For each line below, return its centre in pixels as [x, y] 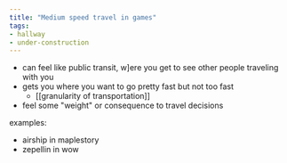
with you [38, 77]
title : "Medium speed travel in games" [83, 17]
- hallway [28, 34]
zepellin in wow [51, 150]
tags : [19, 26]
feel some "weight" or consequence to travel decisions [123, 106]
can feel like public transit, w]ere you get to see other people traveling [150, 68]
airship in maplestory [60, 140]
